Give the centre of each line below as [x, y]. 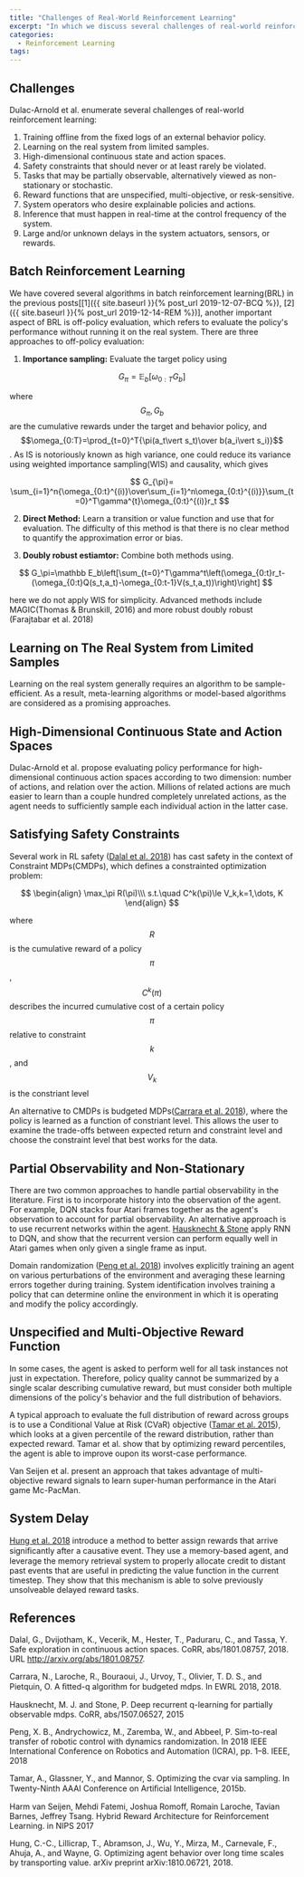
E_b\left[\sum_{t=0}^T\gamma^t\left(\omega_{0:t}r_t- [186, 573]
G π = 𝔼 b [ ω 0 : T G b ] [152, 377]
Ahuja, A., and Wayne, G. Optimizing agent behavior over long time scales [147, 1853]
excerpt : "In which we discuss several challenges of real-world [135, 26]
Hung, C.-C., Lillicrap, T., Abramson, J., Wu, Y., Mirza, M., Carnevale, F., [143, 1843]
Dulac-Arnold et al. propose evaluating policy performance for [125, 767]
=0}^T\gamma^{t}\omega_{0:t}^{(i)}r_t [146, 501]
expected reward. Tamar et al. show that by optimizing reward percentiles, [148, 1443]
